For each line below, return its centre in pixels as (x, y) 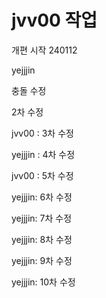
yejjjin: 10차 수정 (43, 282)
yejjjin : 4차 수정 (43, 154)
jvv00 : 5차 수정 (42, 175)
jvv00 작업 (54, 20)
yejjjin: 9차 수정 (42, 260)
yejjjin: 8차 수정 (42, 239)
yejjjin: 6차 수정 (42, 197)
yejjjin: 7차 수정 (42, 218)
